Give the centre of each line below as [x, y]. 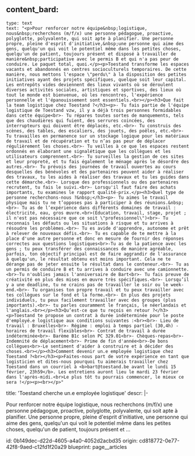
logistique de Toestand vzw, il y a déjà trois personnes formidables [94, 110]
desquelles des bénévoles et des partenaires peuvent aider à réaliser [95, 172]
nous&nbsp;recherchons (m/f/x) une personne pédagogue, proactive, [90, 33]
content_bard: [32, 10]
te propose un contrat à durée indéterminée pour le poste [110, 315]
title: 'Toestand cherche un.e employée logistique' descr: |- [77, 393]
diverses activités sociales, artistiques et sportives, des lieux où [94, 90]
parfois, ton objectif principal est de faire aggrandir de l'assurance [96, 254]
